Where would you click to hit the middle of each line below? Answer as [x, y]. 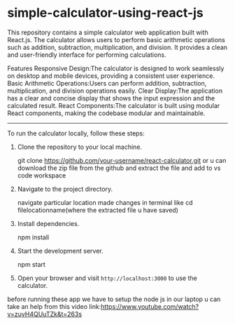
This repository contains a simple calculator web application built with [108, 32]
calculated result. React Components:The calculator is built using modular [114, 105]
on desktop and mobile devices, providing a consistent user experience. [111, 76]
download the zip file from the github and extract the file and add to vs [119, 168]
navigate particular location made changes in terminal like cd [105, 202]
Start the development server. [60, 251]
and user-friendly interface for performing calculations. [87, 55]
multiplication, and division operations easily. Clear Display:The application [115, 91]
